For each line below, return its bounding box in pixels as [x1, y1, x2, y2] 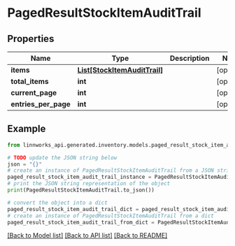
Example [7, 123, 46, 135]
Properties [7, 33, 55, 45]
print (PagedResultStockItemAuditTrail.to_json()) [7, 187, 155, 194]
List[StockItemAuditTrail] [77, 65, 164, 75]
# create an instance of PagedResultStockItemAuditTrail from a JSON [7, 167, 215, 174]
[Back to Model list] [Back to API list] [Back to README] [7, 231, 168, 240]
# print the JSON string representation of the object [7, 180, 171, 187]
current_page [10, 88, 57, 97]
